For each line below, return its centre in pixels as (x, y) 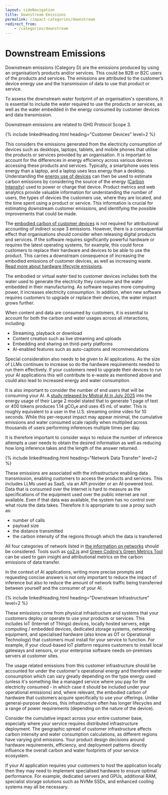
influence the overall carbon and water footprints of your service (72, 750)
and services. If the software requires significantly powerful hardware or (80, 239)
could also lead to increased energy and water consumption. (68, 381)
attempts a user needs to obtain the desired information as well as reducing (83, 443)
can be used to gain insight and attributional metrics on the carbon (74, 557)
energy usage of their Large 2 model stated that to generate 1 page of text (82, 401)
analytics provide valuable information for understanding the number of (79, 193)
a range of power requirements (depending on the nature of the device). (80, 708)
